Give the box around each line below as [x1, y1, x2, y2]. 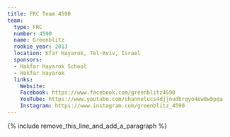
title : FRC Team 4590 [7, 10, 71, 18]
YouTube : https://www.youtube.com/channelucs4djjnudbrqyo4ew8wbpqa [20, 96, 223, 103]
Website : [20, 83, 46, 90]
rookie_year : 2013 [13, 43, 69, 50]
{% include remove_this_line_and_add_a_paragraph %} [7, 121, 168, 130]
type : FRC [13, 23, 42, 30]
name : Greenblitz [13, 37, 65, 44]
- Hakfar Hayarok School [13, 63, 87, 70]
